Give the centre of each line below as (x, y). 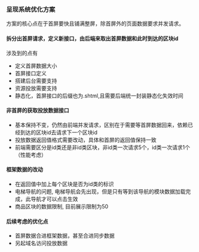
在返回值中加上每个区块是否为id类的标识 (64, 184)
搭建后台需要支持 (36, 81)
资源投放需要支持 (36, 88)
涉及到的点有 (22, 53)
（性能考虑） (30, 154)
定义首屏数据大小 (36, 66)
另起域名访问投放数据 (41, 243)
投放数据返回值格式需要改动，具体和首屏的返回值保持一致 (85, 139)
